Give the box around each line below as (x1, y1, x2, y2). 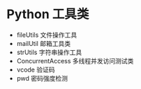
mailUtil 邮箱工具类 (16, 39, 71, 47)
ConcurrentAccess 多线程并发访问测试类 (16, 56, 134, 65)
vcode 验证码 (16, 65, 55, 74)
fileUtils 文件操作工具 (16, 31, 77, 39)
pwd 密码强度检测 (16, 74, 68, 82)
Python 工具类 (6, 6, 89, 22)
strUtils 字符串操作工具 (16, 48, 82, 56)
